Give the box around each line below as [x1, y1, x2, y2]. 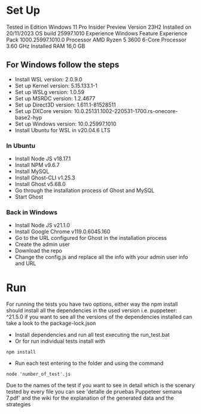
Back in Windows [6, 208, 58, 216]
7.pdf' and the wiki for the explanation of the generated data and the [6, 394, 174, 401]
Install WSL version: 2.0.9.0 [14, 75, 83, 83]
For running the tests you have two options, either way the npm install [6, 300, 178, 308]
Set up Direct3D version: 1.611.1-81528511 [14, 101, 116, 108]
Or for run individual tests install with [14, 337, 106, 345]
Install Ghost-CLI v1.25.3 [14, 174, 75, 181]
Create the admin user [14, 241, 71, 248]
